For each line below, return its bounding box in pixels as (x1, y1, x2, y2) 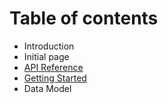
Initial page (23, 50, 70, 62)
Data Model (23, 82, 72, 94)
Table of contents (9, 7, 159, 30)
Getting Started (23, 72, 87, 84)
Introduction (23, 40, 75, 52)
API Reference (23, 61, 84, 73)
